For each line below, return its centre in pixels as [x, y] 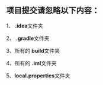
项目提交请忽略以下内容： [53, 11]
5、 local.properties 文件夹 [38, 76]
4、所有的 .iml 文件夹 [32, 63]
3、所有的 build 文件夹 [33, 50]
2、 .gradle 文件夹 [28, 38]
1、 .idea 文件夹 [25, 26]
